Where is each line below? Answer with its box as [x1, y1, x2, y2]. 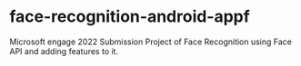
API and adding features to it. [9, 45, 119, 56]
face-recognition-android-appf [9, 6, 250, 27]
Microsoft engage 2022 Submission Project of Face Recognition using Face [9, 36, 293, 47]
